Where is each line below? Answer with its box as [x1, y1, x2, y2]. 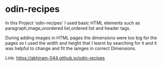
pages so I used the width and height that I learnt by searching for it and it [5, 40, 157, 46]
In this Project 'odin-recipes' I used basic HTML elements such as [5, 20, 141, 26]
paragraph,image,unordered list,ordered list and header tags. [5, 25, 131, 31]
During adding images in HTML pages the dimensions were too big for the [5, 35, 157, 41]
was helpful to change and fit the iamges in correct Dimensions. [5, 45, 137, 51]
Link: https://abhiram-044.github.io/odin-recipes [5, 55, 105, 61]
